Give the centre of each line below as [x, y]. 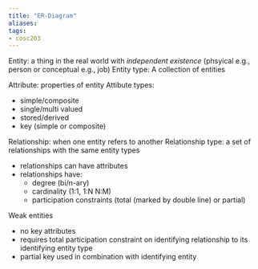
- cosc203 [25, 38]
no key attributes [48, 231]
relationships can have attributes [74, 166]
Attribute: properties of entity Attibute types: [81, 85]
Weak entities [31, 216]
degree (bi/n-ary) [60, 183]
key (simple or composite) [63, 126]
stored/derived [44, 118]
